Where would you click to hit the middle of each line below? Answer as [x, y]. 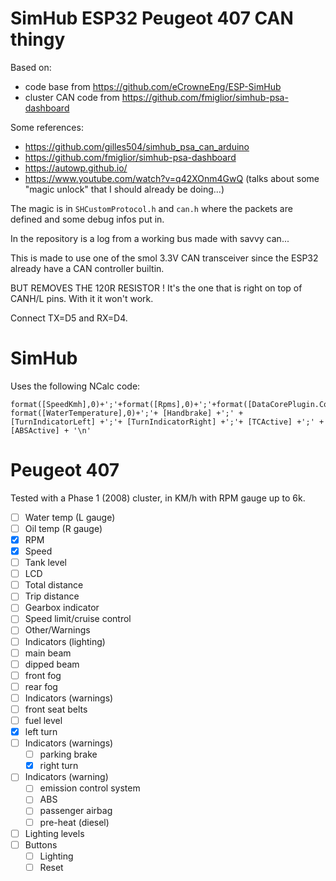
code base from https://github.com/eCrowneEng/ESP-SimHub [153, 86]
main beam [48, 653]
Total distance [54, 585]
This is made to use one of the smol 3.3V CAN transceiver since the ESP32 [164, 258]
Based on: [31, 67]
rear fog [41, 686]
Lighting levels [54, 833]
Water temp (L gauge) [70, 517]
